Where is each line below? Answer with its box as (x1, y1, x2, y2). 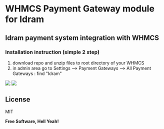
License (5, 95, 30, 104)
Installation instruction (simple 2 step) (5, 48, 100, 55)
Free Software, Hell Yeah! (5, 118, 59, 124)
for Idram (5, 13, 44, 25)
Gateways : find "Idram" (12, 70, 62, 76)
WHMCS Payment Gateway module (5, 3, 155, 14)
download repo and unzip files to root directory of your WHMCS (12, 59, 144, 65)
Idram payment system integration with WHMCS (5, 33, 159, 42)
